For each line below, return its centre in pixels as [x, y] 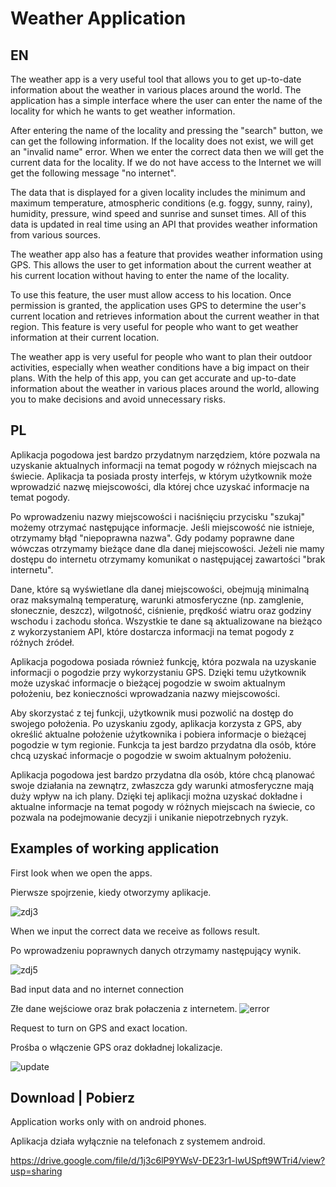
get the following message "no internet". [93, 173]
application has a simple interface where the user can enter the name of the [166, 100]
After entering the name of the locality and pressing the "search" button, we [167, 130]
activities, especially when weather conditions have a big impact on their [160, 367]
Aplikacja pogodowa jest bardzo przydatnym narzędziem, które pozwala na [165, 454]
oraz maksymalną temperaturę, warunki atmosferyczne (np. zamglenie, [157, 599]
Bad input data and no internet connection [97, 989]
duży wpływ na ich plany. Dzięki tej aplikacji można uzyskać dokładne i [156, 796]
